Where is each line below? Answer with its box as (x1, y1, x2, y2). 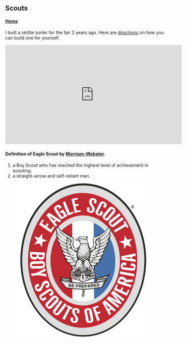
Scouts (5, 4, 28, 13)
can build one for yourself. (5, 35, 60, 41)
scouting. (12, 167, 32, 174)
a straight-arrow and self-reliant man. (12, 173, 91, 179)
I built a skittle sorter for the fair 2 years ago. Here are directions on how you (5, 29, 164, 35)
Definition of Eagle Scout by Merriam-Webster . (5, 151, 106, 157)
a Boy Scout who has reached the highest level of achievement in (12, 162, 149, 168)
